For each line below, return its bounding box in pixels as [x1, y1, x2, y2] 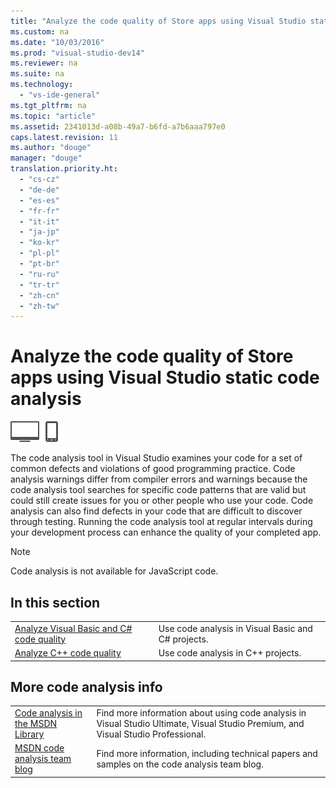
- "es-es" [19, 195, 60, 205]
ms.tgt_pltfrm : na [10, 100, 87, 110]
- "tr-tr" [19, 280, 60, 290]
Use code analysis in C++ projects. [158, 647, 302, 659]
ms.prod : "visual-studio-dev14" [10, 48, 145, 58]
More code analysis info [10, 678, 163, 695]
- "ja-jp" [19, 227, 60, 237]
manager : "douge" [10, 153, 83, 164]
